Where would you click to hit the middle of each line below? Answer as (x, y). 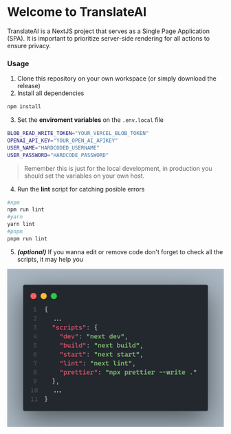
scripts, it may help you (50, 259)
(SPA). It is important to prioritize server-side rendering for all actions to (109, 38)
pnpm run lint (27, 238)
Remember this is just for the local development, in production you (118, 168)
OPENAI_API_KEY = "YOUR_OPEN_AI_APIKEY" (63, 141)
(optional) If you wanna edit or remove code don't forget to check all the (120, 251)
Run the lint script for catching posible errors (81, 189)
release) (29, 86)
